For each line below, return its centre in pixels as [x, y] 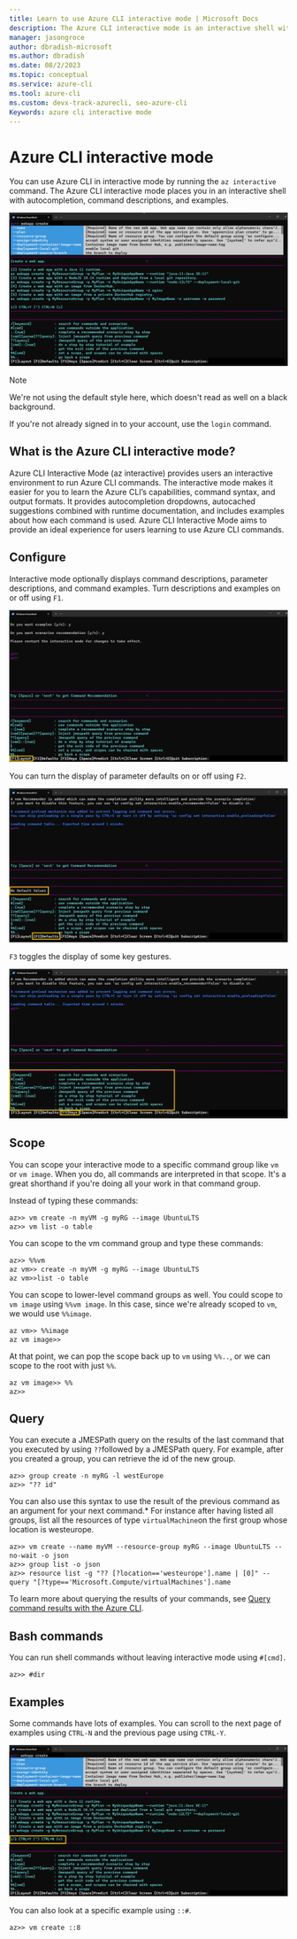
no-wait [23, 1556]
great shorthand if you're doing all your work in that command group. [135, 1183]
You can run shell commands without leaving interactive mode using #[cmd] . [148, 1657]
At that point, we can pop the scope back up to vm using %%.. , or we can [140, 1356]
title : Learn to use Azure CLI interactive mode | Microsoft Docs [134, 19]
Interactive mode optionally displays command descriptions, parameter [139, 578]
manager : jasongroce [47, 37]
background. [32, 407]
